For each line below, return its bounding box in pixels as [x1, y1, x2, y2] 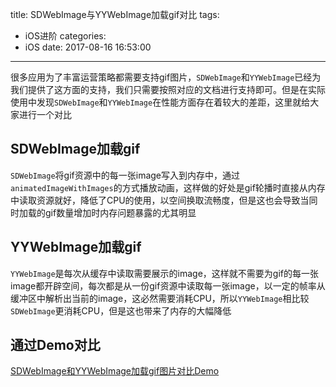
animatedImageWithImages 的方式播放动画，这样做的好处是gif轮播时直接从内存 [10, 181, 326, 193]
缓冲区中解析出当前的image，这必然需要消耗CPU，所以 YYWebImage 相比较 [10, 292, 310, 304]
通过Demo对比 [10, 337, 101, 354]
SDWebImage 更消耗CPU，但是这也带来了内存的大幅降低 [10, 304, 232, 317]
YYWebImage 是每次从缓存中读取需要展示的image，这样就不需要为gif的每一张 [10, 267, 320, 279]
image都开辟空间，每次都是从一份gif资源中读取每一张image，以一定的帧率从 [10, 279, 326, 292]
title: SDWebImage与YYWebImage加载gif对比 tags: [10, 9, 220, 20]
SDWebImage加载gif [10, 141, 141, 158]
